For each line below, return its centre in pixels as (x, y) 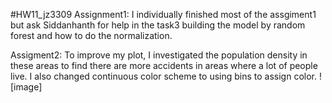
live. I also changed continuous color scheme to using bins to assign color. (164, 76)
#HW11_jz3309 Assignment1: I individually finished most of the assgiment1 (163, 14)
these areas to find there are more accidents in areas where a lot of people (164, 65)
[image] (26, 87)
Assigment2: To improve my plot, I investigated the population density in (159, 55)
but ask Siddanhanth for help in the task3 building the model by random (158, 25)
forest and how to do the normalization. (91, 35)
